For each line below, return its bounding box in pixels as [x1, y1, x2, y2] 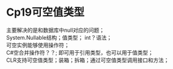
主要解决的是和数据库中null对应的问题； [6, 26, 105, 34]
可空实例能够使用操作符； [6, 41, 70, 49]
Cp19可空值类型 [6, 5, 85, 19]
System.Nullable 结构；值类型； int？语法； [6, 34, 112, 41]
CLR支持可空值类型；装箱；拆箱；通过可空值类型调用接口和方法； [6, 56, 169, 64]
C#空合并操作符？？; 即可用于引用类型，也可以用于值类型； [6, 49, 154, 56]
